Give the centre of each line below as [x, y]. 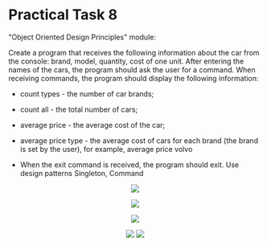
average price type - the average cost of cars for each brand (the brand [139, 140]
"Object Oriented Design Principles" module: [82, 37]
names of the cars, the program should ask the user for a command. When [132, 69]
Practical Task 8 [63, 15]
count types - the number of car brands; [87, 93]
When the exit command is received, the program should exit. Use [129, 164]
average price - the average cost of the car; [92, 125]
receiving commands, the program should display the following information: [133, 78]
